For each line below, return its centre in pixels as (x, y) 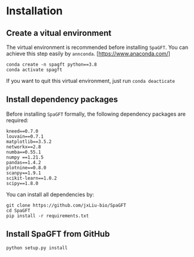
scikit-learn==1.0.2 (32, 178)
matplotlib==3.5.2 (29, 141)
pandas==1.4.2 (24, 162)
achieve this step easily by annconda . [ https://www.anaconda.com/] (88, 54)
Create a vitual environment (59, 33)
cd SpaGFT (18, 210)
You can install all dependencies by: (50, 194)
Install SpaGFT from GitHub (58, 234)
